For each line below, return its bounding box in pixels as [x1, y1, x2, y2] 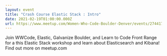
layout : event [5, 7, 35, 12]
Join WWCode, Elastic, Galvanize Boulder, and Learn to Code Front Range [5, 35, 157, 41]
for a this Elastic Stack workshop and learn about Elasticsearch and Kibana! [5, 40, 160, 46]
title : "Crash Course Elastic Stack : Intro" [5, 12, 101, 17]
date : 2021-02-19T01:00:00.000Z [5, 16, 72, 21]
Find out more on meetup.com [5, 45, 67, 51]
